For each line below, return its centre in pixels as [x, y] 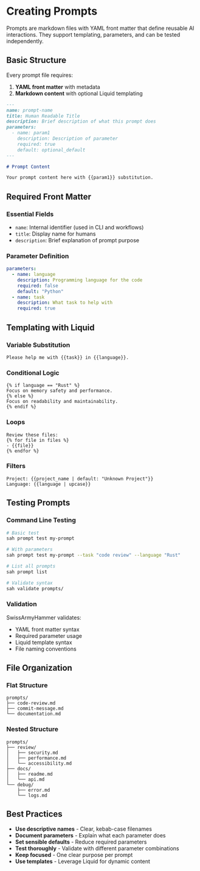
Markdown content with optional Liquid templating [79, 93]
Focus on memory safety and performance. [60, 391]
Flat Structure [27, 685]
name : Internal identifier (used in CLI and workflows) [79, 227]
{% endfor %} [23, 451]
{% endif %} [21, 407]
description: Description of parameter [68, 139]
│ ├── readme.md [29, 774]
